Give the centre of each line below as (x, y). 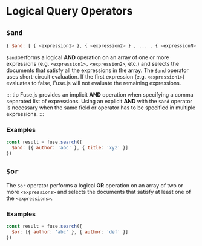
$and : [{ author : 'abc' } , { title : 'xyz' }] (70, 148)
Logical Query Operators (70, 11)
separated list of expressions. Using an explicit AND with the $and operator (99, 101)
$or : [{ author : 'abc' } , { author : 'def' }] (70, 232)
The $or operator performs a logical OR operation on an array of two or (95, 185)
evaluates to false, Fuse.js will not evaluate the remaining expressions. (94, 83)
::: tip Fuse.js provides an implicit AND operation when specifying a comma (100, 94)
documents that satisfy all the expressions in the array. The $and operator (97, 70)
